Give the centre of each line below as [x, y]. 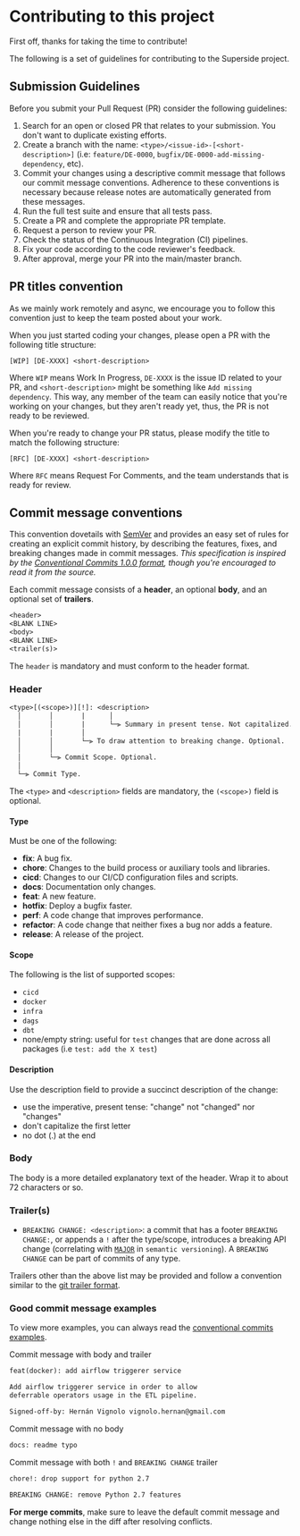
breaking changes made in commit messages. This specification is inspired [148, 553]
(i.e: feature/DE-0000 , [116, 154]
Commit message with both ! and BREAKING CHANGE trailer [114, 1462]
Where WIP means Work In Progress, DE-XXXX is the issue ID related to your [146, 377]
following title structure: [53, 344]
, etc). [73, 164]
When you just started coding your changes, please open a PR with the [140, 335]
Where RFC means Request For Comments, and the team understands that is [149, 475]
